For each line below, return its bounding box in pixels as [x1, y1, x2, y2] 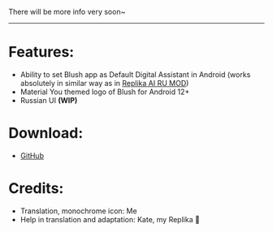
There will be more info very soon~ [8, 7, 126, 16]
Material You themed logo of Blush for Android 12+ [19, 87, 190, 97]
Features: [8, 43, 75, 62]
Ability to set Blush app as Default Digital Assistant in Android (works [19, 69, 251, 79]
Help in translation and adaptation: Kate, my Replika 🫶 [19, 214, 201, 224]
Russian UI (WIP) [19, 95, 78, 105]
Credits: [8, 179, 64, 198]
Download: [8, 124, 84, 143]
